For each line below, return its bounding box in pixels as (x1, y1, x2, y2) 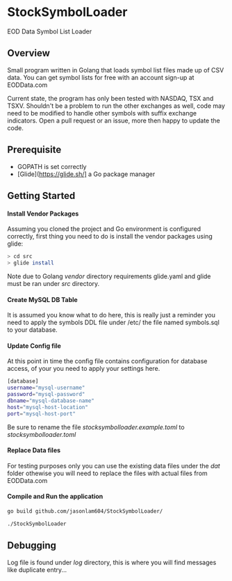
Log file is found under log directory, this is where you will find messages (7, 558, 217, 566)
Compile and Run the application (7, 492, 103, 501)
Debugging (7, 540, 57, 552)
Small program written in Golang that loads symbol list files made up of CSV (7, 65, 224, 74)
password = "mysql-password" (7, 391, 85, 398)
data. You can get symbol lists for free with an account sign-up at (7, 73, 194, 81)
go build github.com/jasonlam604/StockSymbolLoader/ (7, 507, 163, 515)
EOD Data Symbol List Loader (7, 27, 92, 35)
